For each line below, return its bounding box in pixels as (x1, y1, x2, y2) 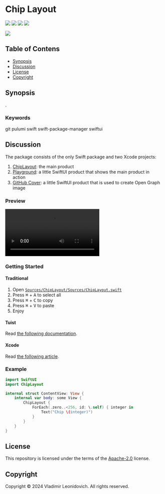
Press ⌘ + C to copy (12, 297, 53, 303)
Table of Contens (5, 45, 60, 53)
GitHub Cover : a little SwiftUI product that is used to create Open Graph (12, 179, 160, 185)
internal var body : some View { (14, 396, 82, 401)
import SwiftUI (5, 377, 37, 382)
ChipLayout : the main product (12, 163, 74, 169)
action (12, 174, 26, 180)
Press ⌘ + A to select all (12, 292, 61, 298)
